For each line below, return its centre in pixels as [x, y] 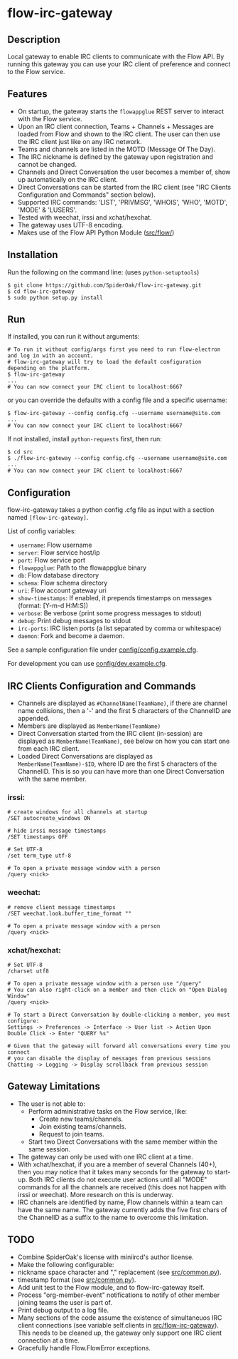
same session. [49, 1149]
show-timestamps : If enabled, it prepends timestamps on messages [114, 598]
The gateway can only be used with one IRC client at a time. [105, 1157]
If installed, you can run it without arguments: [74, 337]
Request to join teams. [71, 1134]
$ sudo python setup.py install [55, 297]
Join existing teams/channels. [82, 1126]
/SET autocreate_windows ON [49, 819]
